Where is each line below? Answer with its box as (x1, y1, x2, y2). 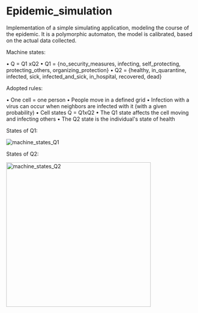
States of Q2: (6, 150, 39, 157)
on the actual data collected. (6, 37, 77, 44)
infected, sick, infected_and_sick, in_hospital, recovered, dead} (6, 73, 162, 80)
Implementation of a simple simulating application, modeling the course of (6, 24, 190, 31)
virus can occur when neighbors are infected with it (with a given (6, 102, 167, 109)
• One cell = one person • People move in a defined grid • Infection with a (6, 96, 190, 103)
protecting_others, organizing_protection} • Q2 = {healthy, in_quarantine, (6, 66, 187, 73)
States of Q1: (6, 127, 38, 134)
